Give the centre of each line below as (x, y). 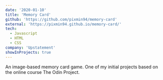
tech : (11, 29)
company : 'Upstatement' (31, 48)
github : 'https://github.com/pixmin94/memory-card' (61, 19)
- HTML (17, 38)
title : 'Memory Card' (28, 15)
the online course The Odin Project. (43, 72)
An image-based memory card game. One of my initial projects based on (82, 67)
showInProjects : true (28, 52)
